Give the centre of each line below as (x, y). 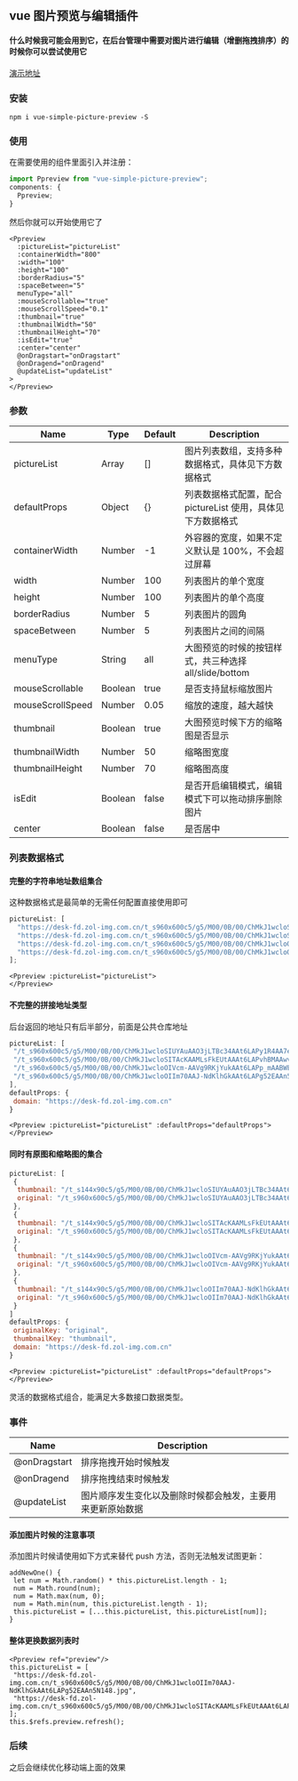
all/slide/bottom (217, 673)
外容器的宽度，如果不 (229, 537)
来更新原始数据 (112, 1509)
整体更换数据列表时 (44, 1640)
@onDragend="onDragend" (61, 363)
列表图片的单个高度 (225, 597)
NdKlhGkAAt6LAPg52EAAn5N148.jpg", (73, 1691)
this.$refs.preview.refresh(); (67, 1722)
